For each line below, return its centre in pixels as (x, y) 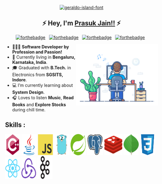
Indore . (19, 79)
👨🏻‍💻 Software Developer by (40, 46)
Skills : (15, 125)
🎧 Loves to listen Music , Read (43, 97)
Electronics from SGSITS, (38, 75)
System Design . (28, 92)
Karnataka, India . (30, 62)
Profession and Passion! (37, 52)
